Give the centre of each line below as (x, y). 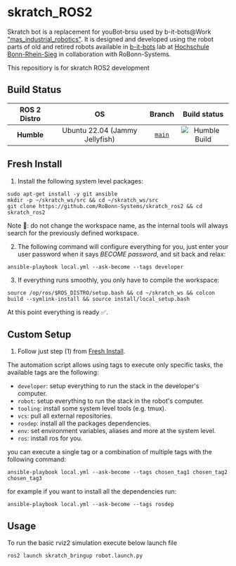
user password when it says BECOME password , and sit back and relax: (122, 254)
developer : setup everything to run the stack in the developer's (108, 386)
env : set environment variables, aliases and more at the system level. (117, 431)
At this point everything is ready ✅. (58, 312)
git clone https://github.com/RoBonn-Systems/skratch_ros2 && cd (105, 206)
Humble (30, 134)
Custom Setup (39, 334)
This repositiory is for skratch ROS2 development (78, 67)
